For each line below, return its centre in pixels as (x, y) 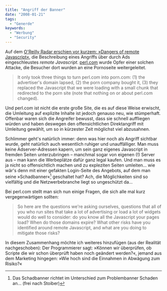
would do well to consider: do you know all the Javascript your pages (88, 217)
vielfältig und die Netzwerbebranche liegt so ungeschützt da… (69, 182)
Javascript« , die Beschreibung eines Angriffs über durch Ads (68, 57)
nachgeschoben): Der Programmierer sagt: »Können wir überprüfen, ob (78, 248)
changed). (28, 98)
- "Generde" (22, 24)
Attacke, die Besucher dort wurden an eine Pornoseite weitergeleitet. (76, 67)
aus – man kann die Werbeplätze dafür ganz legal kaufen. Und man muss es (83, 160)
